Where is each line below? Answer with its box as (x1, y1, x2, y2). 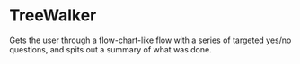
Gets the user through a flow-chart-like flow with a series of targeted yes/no (9, 35, 292, 45)
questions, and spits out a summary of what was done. (9, 44, 213, 54)
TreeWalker (9, 5, 97, 26)
